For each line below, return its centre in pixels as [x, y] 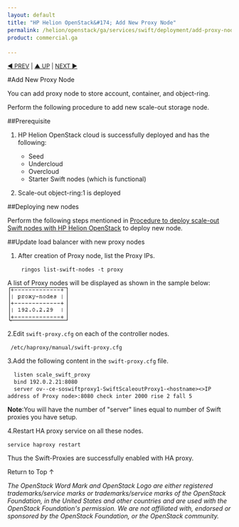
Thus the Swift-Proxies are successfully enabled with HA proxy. [101, 458]
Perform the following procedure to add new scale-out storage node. [108, 108]
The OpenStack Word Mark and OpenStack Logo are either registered [110, 486]
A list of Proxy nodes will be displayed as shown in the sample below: [109, 283]
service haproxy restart [44, 445]
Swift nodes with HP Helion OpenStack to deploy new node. [95, 228]
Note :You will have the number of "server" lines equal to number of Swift [115, 409]
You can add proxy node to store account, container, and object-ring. [109, 93]
